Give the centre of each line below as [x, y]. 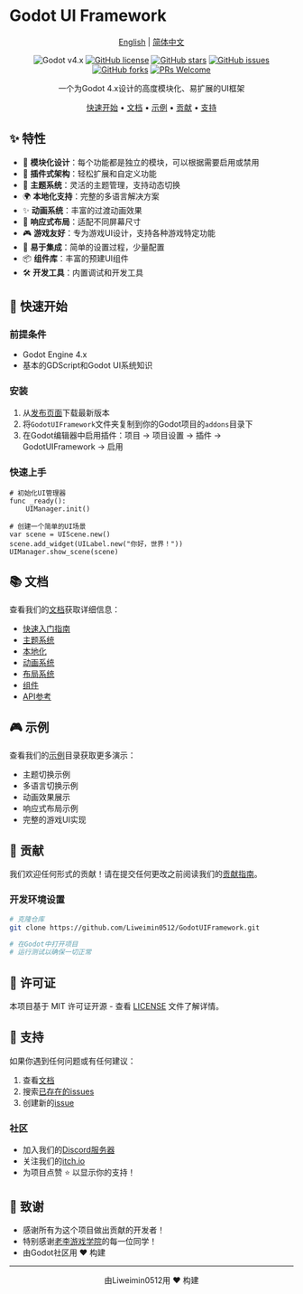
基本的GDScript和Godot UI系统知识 [87, 365]
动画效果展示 [46, 797]
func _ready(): [38, 501]
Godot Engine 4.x [55, 354]
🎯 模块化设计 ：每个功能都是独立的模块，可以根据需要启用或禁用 [141, 162]
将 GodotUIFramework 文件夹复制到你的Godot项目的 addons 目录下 [138, 424]
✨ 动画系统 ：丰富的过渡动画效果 [82, 210]
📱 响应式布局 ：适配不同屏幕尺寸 [82, 222]
